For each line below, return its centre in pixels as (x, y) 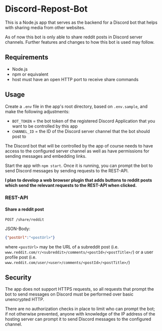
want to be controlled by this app (45, 126)
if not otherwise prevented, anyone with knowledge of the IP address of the (80, 314)
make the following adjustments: (37, 111)
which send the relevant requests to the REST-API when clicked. (71, 185)
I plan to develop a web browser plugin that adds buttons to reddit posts (79, 180)
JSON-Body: (18, 229)
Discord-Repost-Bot (46, 9)
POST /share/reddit (25, 219)
